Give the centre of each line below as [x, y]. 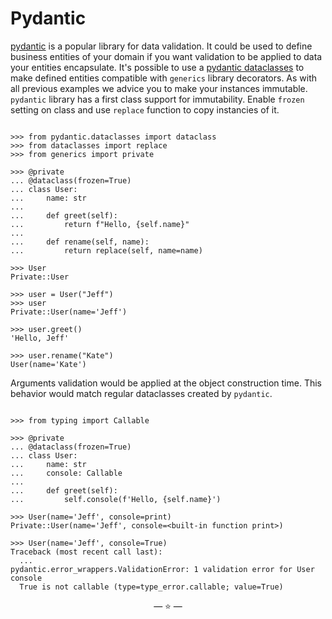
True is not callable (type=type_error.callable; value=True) [151, 587]
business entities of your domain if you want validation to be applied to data [166, 56]
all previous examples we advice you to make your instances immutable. [159, 88]
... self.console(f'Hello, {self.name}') [116, 499]
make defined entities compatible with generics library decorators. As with [164, 78]
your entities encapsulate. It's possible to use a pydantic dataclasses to [157, 67]
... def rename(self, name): [80, 242]
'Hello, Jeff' [40, 338]
